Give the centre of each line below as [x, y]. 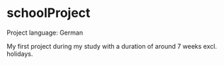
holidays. [20, 54]
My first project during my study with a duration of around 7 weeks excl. [112, 46]
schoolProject [49, 13]
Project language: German [45, 32]
